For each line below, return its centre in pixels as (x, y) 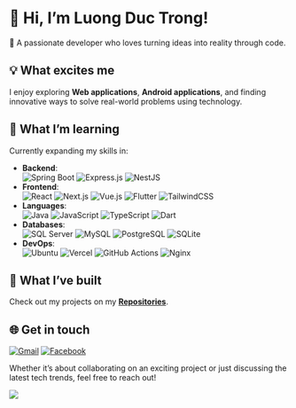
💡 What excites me (62, 71)
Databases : (43, 224)
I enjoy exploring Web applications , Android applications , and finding (138, 91)
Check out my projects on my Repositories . (89, 302)
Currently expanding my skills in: (69, 151)
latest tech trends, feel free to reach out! (83, 378)
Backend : (40, 168)
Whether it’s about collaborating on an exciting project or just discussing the (148, 368)
